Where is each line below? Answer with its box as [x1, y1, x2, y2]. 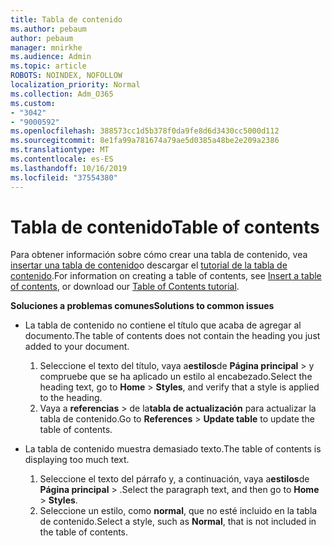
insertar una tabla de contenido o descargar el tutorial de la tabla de [10, 259, 288, 271]
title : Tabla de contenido [10, 14, 123, 25]
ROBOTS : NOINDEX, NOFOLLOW [10, 71, 123, 81]
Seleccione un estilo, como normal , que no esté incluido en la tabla [39, 505, 318, 517]
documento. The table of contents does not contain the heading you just [24, 330, 321, 342]
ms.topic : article [10, 61, 87, 71]
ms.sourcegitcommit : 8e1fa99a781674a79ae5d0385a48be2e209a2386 [10, 136, 280, 146]
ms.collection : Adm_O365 [10, 89, 114, 99]
